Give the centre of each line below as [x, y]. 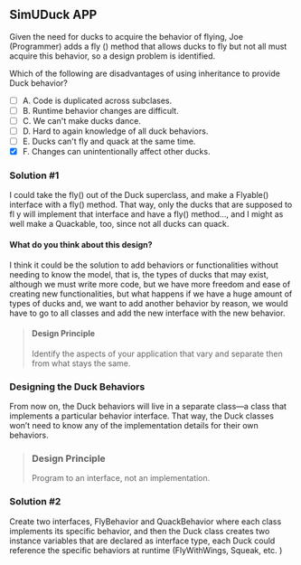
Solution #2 [35, 502]
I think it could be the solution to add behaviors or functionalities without [144, 265]
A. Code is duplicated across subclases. [97, 100]
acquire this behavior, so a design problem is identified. [113, 56]
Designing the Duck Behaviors [77, 386]
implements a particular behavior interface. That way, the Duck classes [141, 416]
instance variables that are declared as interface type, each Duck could [142, 541]
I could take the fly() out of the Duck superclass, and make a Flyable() [139, 195]
